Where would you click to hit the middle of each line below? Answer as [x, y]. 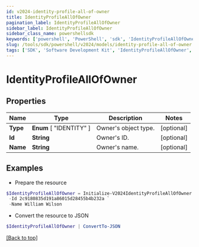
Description [126, 118]
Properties [26, 101]
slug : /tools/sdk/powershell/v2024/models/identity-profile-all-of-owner [99, 45]
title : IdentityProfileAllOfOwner [49, 17]
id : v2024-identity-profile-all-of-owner [58, 12]
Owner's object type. [126, 128]
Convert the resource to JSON [52, 216]
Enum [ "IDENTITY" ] [61, 128]
